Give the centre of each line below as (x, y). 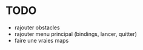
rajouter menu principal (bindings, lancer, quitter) (76, 34)
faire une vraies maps (42, 40)
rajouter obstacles (37, 27)
